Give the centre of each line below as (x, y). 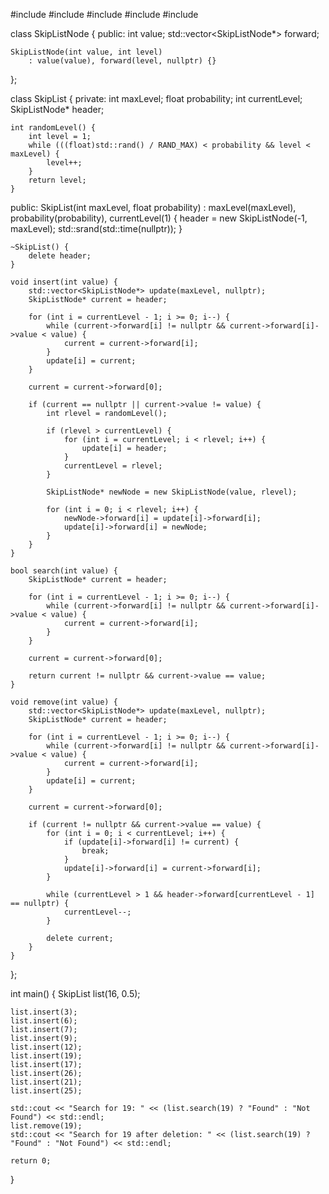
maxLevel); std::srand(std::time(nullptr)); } (96, 228)
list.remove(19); (46, 1126)
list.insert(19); (46, 1056)
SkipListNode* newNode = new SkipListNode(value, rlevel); (172, 492)
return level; (57, 180)
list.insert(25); (46, 1091)
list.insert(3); (44, 1012)
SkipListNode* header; (57, 109)
